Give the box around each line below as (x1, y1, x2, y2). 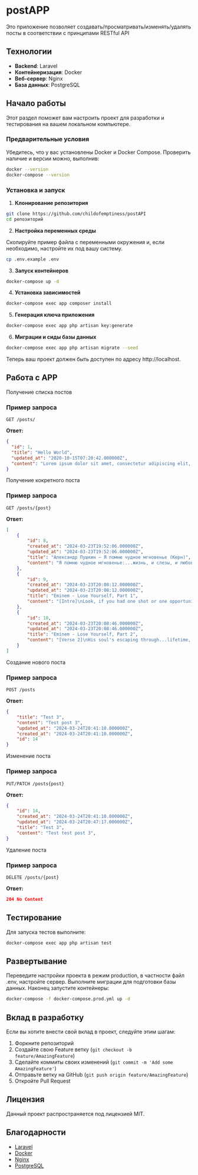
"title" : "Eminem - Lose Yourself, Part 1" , (27, 593, 138, 599)
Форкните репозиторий (14, 1040, 74, 1047)
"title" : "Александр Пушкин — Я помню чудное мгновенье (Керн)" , (27, 554, 192, 560)
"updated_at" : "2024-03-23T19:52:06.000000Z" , (27, 549, 144, 555)
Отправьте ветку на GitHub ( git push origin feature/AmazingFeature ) (14, 1071, 189, 1078)
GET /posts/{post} (6, 505, 51, 511)
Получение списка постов (6, 389, 72, 396)
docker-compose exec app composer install (6, 300, 112, 307)
